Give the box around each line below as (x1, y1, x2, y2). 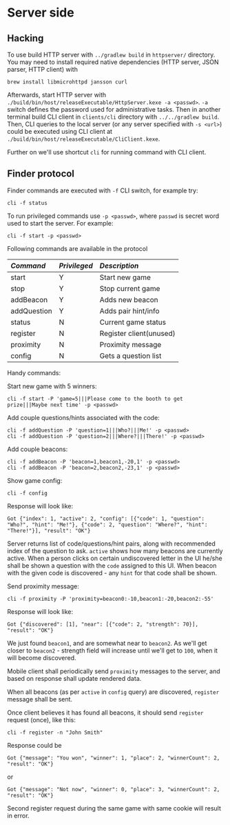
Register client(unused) (99, 328, 176, 338)
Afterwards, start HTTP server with (7, 91, 107, 99)
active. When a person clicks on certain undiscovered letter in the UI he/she (7, 554, 222, 562)
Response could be (7, 741, 62, 749)
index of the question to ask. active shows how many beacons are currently (7, 546, 223, 555)
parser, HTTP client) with (7, 66, 78, 73)
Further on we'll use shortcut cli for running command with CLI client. (7, 148, 207, 156)
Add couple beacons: (7, 445, 68, 453)
